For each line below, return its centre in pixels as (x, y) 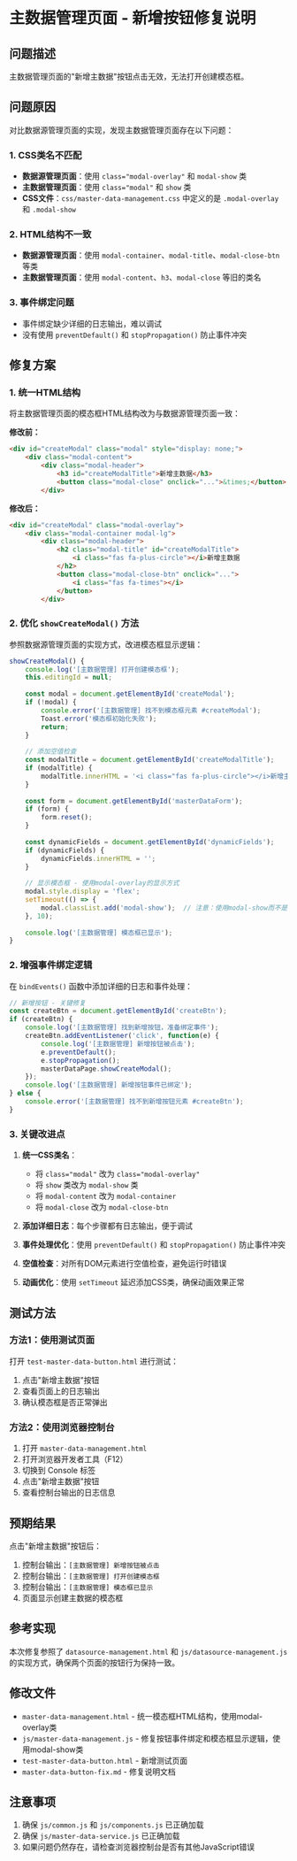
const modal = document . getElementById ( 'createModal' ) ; (130, 694)
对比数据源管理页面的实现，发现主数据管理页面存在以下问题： (122, 130)
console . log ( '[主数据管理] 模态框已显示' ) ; (99, 933)
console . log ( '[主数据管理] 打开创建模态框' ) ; (102, 669)
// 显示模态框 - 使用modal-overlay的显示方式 (102, 883)
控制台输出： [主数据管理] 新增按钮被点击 (91, 1565)
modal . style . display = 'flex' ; (83, 892)
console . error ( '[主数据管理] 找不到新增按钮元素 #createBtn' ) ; (135, 1102)
